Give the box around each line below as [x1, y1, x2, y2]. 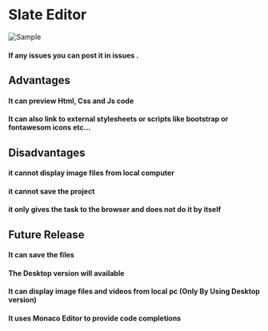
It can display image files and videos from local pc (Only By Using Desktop [8, 286, 260, 297]
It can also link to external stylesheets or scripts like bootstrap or [8, 114, 229, 124]
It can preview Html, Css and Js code [8, 96, 134, 106]
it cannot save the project [8, 186, 95, 196]
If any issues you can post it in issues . [8, 50, 139, 60]
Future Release [8, 228, 85, 241]
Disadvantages [8, 146, 86, 159]
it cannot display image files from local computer [8, 168, 174, 177]
